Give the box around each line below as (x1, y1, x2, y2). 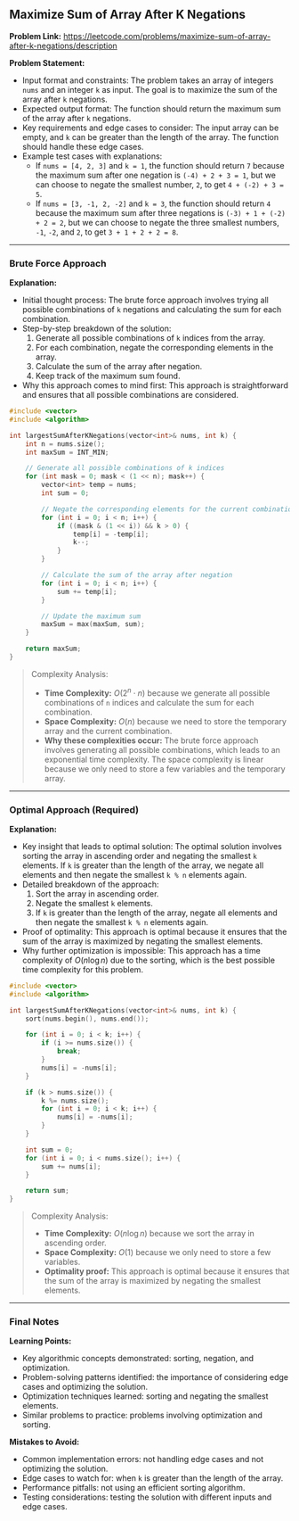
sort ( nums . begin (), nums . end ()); (25, 1014, 149, 1023)
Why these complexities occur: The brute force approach (44, 735, 259, 746)
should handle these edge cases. (21, 141, 144, 152)
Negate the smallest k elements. (35, 897, 154, 908)
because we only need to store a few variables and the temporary (44, 763, 287, 774)
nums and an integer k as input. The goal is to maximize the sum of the (21, 84, 278, 95)
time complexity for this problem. (21, 963, 144, 975)
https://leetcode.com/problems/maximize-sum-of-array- (63, 30, 271, 41)
